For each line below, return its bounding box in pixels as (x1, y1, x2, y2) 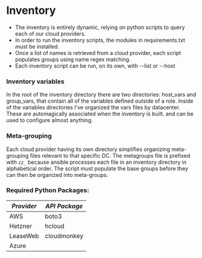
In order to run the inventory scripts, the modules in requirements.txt (14, 36, 186, 44)
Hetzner (9, 222, 33, 230)
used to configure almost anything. (6, 117, 93, 124)
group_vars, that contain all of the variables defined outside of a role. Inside (6, 97, 194, 105)
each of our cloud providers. (14, 30, 86, 37)
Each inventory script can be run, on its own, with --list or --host (14, 62, 175, 69)
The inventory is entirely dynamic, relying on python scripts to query (14, 24, 185, 31)
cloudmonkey (45, 231, 83, 240)
